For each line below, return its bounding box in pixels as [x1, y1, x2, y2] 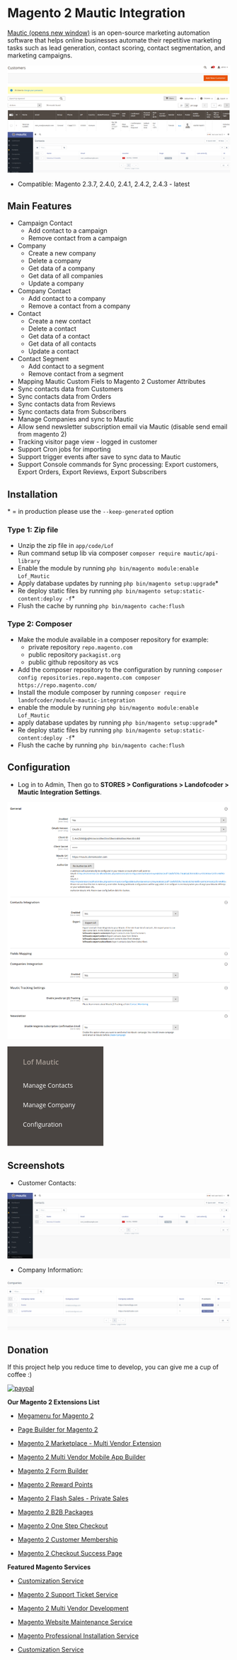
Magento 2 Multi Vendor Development [17, 1604, 129, 1612]
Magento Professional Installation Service [17, 1632, 139, 1640]
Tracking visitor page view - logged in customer [17, 438, 158, 446]
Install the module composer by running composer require [17, 688, 186, 696]
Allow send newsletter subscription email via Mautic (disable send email [17, 422, 228, 431]
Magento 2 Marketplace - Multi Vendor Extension [17, 1439, 161, 1448]
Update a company [28, 279, 84, 288]
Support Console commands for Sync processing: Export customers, [17, 460, 219, 469]
